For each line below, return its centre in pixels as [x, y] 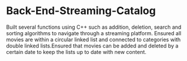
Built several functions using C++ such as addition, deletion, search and [94, 27]
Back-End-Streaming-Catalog [81, 11]
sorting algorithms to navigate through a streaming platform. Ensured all [94, 33]
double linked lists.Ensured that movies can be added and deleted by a [92, 46]
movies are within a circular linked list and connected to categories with [93, 39]
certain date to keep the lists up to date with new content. [76, 52]
